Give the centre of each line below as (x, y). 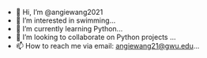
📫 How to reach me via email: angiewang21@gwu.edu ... (107, 46)
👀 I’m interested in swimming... (66, 20)
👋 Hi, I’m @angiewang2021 (59, 12)
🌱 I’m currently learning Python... (69, 29)
